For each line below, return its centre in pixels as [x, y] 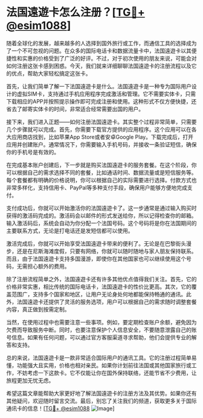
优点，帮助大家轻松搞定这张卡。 [51, 73]
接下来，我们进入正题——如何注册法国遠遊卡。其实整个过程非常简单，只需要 [101, 122]
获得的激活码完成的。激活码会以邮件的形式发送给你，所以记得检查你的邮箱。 [101, 215]
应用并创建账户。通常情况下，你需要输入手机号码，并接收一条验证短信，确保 [101, 144]
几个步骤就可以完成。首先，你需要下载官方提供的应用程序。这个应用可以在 [99, 129]
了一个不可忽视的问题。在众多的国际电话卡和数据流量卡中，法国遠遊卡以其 [99, 51]
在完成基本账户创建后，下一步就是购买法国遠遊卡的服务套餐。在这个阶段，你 [101, 165]
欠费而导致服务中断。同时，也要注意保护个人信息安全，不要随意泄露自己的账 [101, 330]
